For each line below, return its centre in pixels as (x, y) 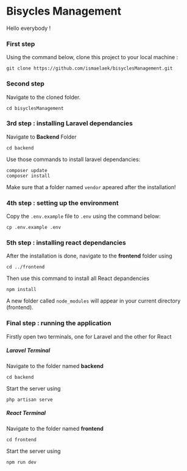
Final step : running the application (59, 323)
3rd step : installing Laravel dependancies (69, 123)
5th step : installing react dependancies (66, 243)
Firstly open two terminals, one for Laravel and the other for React (89, 336)
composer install (28, 176)
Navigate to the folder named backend (55, 366)
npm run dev (21, 462)
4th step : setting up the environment (62, 203)
